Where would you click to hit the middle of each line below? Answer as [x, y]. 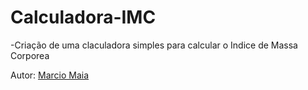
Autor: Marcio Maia [50, 75]
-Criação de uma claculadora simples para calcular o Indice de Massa [154, 45]
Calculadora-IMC [83, 17]
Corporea [30, 55]
